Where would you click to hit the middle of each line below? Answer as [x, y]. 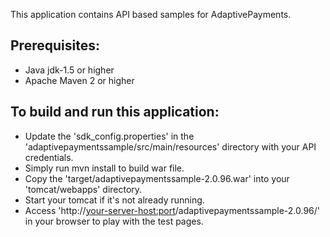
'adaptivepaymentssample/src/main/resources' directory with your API [170, 146]
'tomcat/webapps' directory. [83, 189]
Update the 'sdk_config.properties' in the [109, 136]
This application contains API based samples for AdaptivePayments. [151, 14]
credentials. [49, 157]
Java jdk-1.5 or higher [69, 70]
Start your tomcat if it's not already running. [114, 200]
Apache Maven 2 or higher [79, 80]
